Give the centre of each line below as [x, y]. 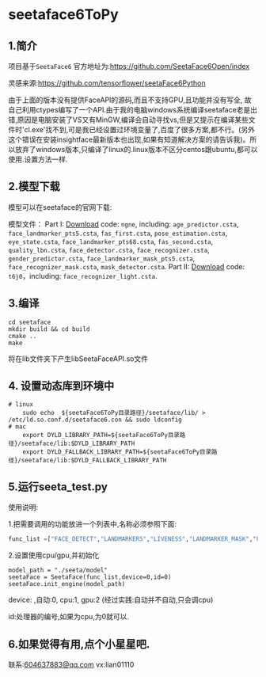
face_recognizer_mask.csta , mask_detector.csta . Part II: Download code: [127, 266]
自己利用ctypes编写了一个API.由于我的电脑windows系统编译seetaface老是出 [133, 110]
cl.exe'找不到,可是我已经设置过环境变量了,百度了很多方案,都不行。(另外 [140, 129]
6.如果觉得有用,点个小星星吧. [79, 644]
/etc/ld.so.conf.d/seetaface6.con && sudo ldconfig [95, 420]
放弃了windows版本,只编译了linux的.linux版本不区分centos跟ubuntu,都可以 [136, 149]
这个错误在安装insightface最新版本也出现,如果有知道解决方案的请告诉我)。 [129, 139]
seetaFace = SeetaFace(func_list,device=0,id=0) [90, 577]
